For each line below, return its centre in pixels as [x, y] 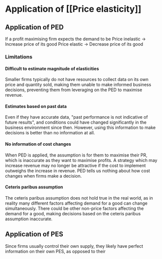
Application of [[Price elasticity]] [73, 9]
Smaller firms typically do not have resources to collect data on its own [77, 79]
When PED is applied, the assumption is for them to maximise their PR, [76, 155]
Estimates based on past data [36, 106]
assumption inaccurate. [29, 219]
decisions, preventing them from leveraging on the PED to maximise [74, 90]
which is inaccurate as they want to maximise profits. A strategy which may [81, 160]
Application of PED [34, 27]
